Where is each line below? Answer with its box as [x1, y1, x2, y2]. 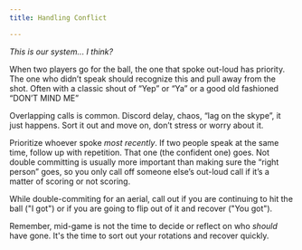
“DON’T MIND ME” [9, 92, 80, 103]
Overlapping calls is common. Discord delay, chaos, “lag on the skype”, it [9, 110, 282, 120]
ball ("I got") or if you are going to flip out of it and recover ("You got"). [9, 203, 273, 214]
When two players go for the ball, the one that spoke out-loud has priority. [9, 63, 286, 74]
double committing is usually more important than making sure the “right [9, 156, 279, 168]
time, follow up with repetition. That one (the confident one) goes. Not [9, 147, 269, 158]
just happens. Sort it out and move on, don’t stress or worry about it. [9, 120, 264, 130]
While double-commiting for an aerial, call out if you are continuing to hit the [9, 193, 294, 204]
